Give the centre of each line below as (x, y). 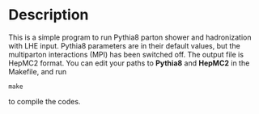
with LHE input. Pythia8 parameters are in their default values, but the (124, 45)
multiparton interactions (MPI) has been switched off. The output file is (126, 54)
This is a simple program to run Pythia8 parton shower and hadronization (130, 37)
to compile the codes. (45, 101)
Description (49, 15)
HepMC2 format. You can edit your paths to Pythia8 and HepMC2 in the (129, 63)
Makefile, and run (38, 71)
